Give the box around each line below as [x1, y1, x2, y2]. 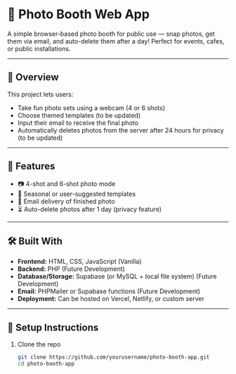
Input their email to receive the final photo [17, 119, 139, 127]
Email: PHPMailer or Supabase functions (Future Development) [17, 287, 201, 295]
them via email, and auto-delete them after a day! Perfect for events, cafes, [7, 36, 225, 45]
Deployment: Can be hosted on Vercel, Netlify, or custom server [17, 295, 205, 303]
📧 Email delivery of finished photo [17, 196, 115, 206]
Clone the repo [17, 340, 61, 349]
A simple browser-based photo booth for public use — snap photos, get [7, 29, 216, 38]
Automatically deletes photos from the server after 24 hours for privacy [17, 126, 224, 134]
